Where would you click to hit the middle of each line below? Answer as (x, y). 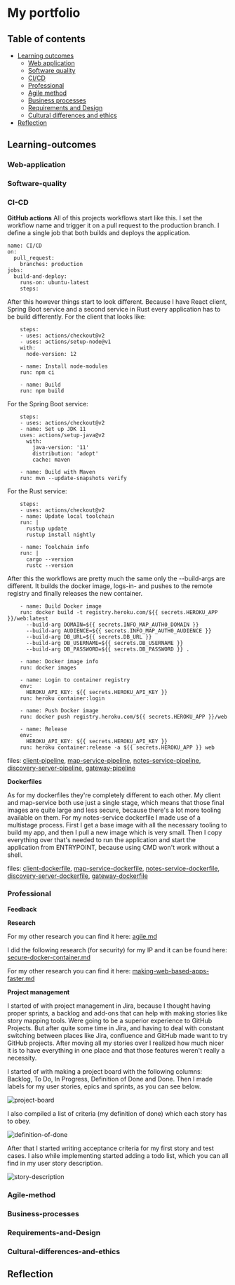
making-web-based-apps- (170, 971)
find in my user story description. (55, 1163)
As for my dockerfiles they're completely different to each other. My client (114, 795)
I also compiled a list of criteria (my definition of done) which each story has (117, 1113)
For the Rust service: (37, 491)
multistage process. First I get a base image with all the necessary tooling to (117, 825)
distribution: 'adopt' (66, 453)
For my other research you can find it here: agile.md (82, 936)
